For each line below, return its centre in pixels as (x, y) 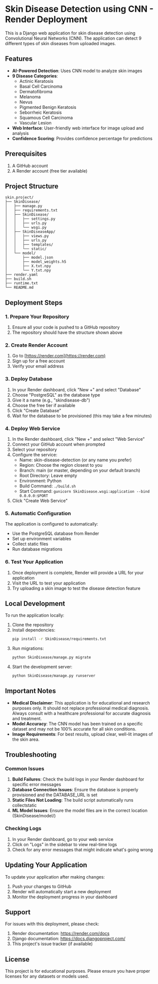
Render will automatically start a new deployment (61, 891)
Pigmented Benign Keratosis (48, 107)
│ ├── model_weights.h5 (36, 262)
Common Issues (25, 769)
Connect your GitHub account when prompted (59, 444)
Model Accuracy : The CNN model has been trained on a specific (77, 724)
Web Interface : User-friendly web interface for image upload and (78, 128)
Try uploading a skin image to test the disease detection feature (76, 588)
